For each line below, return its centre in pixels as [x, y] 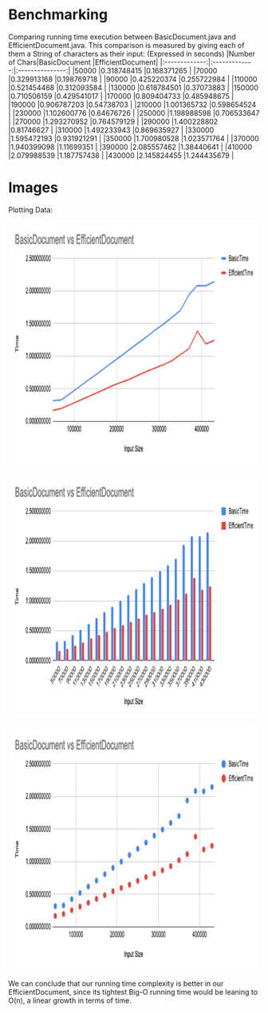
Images [33, 188]
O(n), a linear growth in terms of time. [70, 1000]
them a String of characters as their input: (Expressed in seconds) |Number [132, 53]
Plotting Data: [31, 210]
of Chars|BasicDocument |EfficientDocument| [83, 62]
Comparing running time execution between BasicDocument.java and [122, 37]
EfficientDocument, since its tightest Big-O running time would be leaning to [133, 991]
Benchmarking [58, 15]
